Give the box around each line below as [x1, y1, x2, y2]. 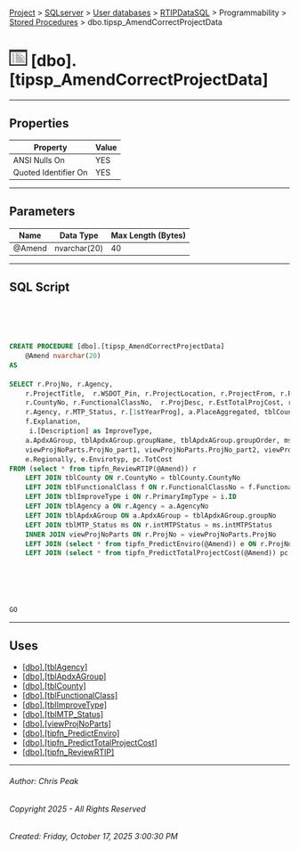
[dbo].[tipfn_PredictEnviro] [21, 728, 120, 739]
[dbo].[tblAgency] [21, 662, 88, 673]
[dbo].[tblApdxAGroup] [21, 671, 107, 682]
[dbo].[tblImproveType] [21, 699, 108, 710]
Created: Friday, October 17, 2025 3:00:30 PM [9, 831, 178, 842]
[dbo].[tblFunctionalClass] [21, 691, 118, 701]
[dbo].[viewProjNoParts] [21, 718, 111, 730]
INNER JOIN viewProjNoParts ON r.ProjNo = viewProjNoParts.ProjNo [25, 530, 277, 539]
